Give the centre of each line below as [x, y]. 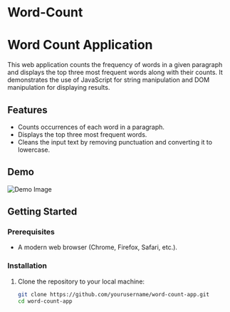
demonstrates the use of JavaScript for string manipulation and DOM [109, 80]
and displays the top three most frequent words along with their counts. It [115, 73]
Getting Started [42, 212]
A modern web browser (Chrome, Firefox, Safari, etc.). [98, 247]
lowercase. [34, 150]
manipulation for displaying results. [59, 88]
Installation [27, 266]
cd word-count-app [45, 301]
